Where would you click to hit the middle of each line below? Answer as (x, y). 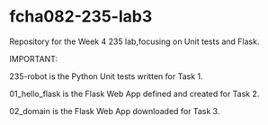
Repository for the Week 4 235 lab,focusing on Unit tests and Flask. (134, 41)
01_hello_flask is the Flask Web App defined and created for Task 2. (134, 94)
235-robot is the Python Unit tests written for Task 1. (106, 76)
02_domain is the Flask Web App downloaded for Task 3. (115, 111)
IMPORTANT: (34, 58)
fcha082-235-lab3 (81, 17)
